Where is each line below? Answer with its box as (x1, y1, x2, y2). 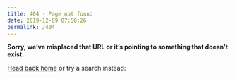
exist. (7, 50, 25, 59)
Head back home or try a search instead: (7, 64, 126, 73)
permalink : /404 (7, 23, 55, 30)
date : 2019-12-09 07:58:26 (7, 17, 87, 24)
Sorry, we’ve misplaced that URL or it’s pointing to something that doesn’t (7, 43, 228, 51)
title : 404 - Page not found (7, 10, 93, 18)
